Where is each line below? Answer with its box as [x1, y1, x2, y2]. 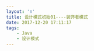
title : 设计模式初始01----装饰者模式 [6, 14, 88, 20]
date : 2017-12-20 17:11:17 [6, 19, 72, 25]
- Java [16, 30, 33, 36]
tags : [6, 25, 19, 31]
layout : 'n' [6, 8, 35, 15]
